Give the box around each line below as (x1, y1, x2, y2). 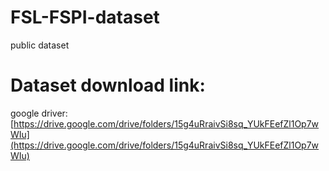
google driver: (10, 107, 68, 119)
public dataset (10, 39, 70, 51)
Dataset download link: (10, 74, 206, 97)
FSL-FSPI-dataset (10, 6, 160, 29)
